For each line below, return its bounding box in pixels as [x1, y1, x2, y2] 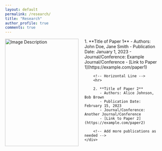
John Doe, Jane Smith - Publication [84, 44, 155, 50]
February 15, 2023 [84, 103, 122, 108]
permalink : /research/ [5, 12, 51, 17]
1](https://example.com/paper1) [84, 64, 147, 70]
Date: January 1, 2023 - [84, 49, 132, 55]
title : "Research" [5, 16, 42, 21]
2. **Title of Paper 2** [93, 86, 144, 91]
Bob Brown [84, 95, 104, 100]
